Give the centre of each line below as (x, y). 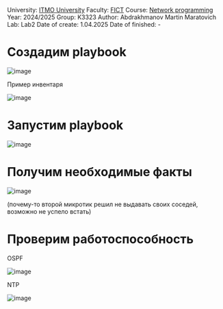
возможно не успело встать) (49, 211)
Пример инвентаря (35, 84)
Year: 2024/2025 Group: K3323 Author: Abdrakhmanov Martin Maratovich (112, 17)
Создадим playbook (67, 52)
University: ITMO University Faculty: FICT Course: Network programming (110, 10)
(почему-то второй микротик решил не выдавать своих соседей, (103, 204)
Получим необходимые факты (100, 172)
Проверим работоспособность (100, 239)
